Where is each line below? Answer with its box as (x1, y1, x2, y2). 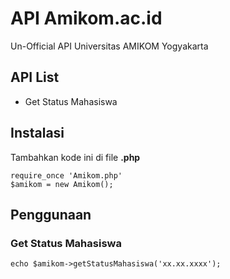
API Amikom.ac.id (10, 7, 163, 30)
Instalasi (10, 125, 65, 142)
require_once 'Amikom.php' (10, 170, 123, 181)
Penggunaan (10, 206, 92, 223)
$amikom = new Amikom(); (10, 179, 114, 189)
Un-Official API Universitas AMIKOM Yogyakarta (10, 40, 209, 52)
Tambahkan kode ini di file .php (10, 151, 141, 163)
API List (10, 69, 60, 86)
